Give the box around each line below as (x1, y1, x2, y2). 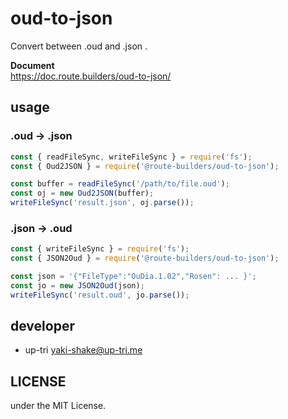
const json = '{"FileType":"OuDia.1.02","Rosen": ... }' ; (10, 272, 257, 282)
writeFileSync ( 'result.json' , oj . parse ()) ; (10, 198, 195, 208)
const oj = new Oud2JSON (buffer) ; (10, 188, 155, 199)
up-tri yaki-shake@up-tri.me (24, 344, 143, 356)
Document (10, 59, 55, 71)
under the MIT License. (10, 400, 107, 412)
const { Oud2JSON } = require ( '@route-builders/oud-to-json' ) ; (10, 161, 280, 171)
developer (10, 318, 75, 335)
